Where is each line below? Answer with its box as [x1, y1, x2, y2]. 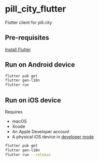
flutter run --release [5, 152, 51, 157]
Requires [5, 109, 23, 115]
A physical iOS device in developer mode [12, 134, 94, 140]
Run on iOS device [5, 96, 61, 104]
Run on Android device [5, 61, 75, 69]
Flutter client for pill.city [5, 19, 52, 25]
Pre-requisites [5, 34, 49, 42]
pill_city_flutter [5, 3, 66, 15]
